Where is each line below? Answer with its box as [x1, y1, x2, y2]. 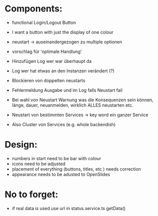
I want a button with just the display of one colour [11, 29, 114, 35]
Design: [4, 139, 38, 150]
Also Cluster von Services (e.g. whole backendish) [11, 121, 116, 127]
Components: [4, 3, 63, 14]
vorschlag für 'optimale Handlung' [11, 48, 82, 54]
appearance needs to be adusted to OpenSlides [11, 171, 110, 177]
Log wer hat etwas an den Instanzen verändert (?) [11, 68, 115, 74]
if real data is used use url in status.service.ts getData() [11, 205, 126, 211]
